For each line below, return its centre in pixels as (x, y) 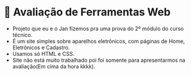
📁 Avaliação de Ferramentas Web (87, 12)
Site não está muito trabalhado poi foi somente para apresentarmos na (99, 60)
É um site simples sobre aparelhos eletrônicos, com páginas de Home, (98, 41)
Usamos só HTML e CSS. (43, 53)
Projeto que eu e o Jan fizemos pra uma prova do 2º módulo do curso (98, 28)
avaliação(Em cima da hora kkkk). (54, 66)
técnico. (22, 34)
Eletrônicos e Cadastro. (41, 47)
